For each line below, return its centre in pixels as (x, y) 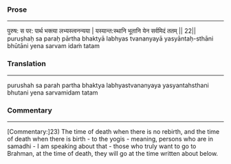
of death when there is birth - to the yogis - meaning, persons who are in (110, 139)
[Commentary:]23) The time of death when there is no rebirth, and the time (113, 131)
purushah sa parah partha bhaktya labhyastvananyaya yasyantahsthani (108, 85)
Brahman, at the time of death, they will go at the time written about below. (113, 153)
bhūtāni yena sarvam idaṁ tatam (53, 46)
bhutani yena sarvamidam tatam (53, 92)
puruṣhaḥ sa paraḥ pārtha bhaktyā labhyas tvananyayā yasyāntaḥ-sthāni (110, 38)
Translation (26, 64)
